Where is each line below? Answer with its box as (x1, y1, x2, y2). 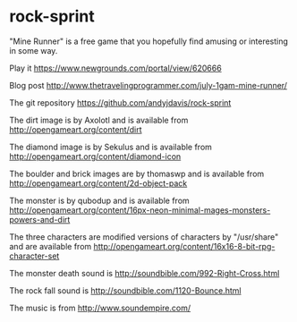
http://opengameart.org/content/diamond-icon (9, 150, 182, 162)
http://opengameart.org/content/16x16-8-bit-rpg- (93, 241, 276, 251)
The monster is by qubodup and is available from (9, 195, 190, 206)
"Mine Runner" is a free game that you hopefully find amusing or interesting (9, 36, 289, 47)
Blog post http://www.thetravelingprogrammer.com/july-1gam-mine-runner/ (9, 80, 288, 90)
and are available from (9, 241, 92, 251)
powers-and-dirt (9, 214, 71, 225)
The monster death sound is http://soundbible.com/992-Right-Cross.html (9, 267, 280, 278)
